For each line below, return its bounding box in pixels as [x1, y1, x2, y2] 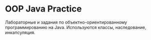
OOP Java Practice [5, 3, 82, 14]
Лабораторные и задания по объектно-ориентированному [5, 19, 127, 25]
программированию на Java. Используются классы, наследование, [5, 24, 147, 30]
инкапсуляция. [5, 29, 35, 35]
